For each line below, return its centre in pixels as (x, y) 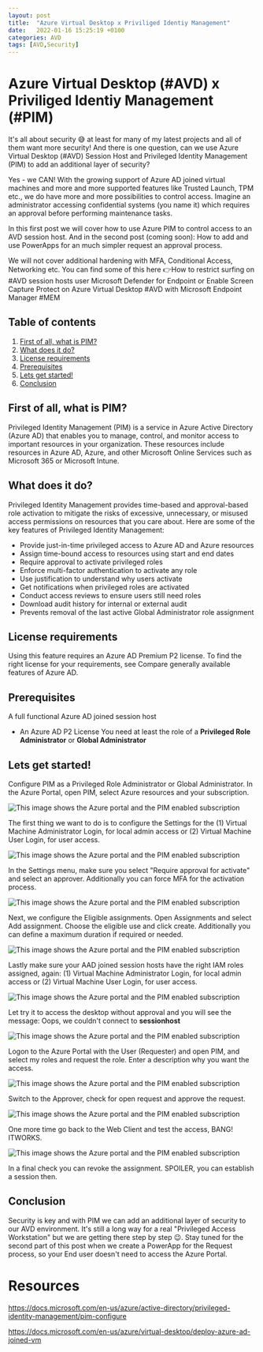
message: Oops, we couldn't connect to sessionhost (94, 1021)
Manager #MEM (34, 298)
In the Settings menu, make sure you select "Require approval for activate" (129, 870)
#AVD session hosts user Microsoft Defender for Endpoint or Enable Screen (131, 281)
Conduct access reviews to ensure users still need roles (110, 595)
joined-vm (25, 1339)
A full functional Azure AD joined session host (82, 717)
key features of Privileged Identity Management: (86, 530)
